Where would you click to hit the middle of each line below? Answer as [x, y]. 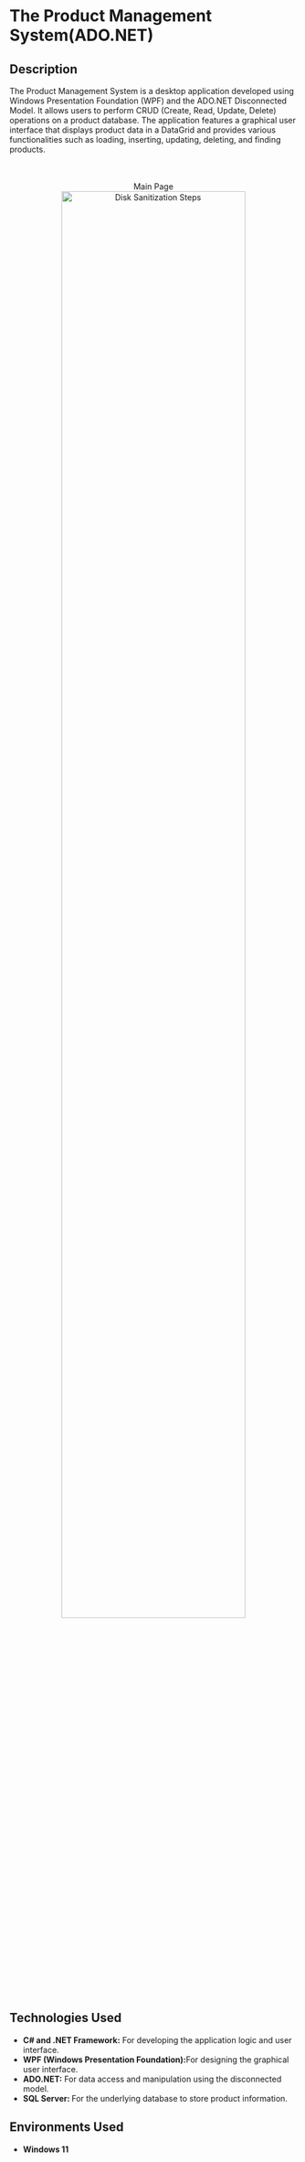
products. [27, 149]
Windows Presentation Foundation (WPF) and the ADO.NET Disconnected [148, 101]
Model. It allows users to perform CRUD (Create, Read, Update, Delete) [143, 110]
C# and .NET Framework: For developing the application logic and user [157, 2039]
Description [43, 69]
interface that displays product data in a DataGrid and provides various [143, 130]
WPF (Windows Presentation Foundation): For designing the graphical [156, 2060]
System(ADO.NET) [82, 35]
